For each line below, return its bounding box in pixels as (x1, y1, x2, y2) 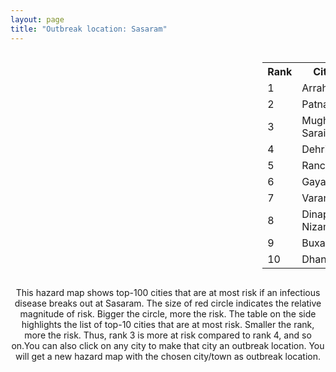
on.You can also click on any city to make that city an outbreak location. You (11, 339, 325, 351)
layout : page (10, 14, 65, 25)
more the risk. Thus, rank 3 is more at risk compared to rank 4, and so (24, 329, 312, 341)
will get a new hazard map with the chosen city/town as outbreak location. (14, 350, 322, 362)
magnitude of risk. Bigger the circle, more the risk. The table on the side (19, 307, 317, 320)
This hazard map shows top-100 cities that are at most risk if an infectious (15, 286, 321, 298)
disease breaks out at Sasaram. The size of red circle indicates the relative (14, 297, 322, 309)
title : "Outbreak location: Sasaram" (10, 24, 168, 34)
